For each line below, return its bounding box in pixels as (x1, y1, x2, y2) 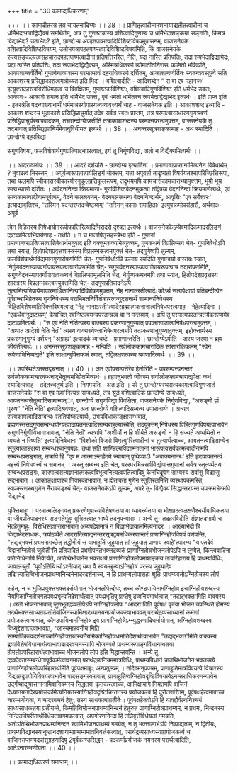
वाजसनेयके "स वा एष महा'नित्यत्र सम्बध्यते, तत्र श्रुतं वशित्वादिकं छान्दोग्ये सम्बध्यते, (7, 388, 186, 397)
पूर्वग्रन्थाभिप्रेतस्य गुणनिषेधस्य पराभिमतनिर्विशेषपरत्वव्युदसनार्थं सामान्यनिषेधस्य (7, 295, 173, 303)
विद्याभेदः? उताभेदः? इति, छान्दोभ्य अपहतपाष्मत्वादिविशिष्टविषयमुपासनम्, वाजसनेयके (7, 37, 189, 45)
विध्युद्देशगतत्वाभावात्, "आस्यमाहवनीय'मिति (7, 624, 100, 632)
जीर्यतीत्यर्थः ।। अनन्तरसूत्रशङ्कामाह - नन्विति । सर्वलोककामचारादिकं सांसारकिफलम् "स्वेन (7, 342, 212, 351)
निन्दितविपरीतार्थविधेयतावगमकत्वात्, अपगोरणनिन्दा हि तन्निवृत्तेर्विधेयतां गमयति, (7, 712, 176, 720)
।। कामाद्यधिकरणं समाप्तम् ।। (7, 758, 79, 766)
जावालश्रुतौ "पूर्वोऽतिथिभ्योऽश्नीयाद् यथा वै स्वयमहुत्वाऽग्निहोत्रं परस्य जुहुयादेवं (7, 562, 172, 570)
